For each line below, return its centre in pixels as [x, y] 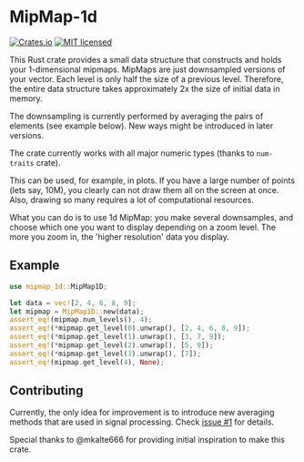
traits [22, 163]
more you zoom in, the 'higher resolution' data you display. [119, 236]
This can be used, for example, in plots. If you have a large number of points [152, 180]
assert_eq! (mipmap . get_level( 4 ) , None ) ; [87, 362]
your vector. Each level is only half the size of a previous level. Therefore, [147, 78]
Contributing [46, 390]
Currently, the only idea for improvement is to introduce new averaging [142, 413]
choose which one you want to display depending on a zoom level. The [142, 227]
